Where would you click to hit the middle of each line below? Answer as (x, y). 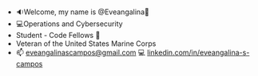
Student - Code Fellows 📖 (58, 35)
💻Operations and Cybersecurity (69, 24)
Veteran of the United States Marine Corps (86, 44)
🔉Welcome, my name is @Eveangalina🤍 (82, 12)
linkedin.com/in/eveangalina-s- (198, 52)
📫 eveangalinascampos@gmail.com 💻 (81, 52)
